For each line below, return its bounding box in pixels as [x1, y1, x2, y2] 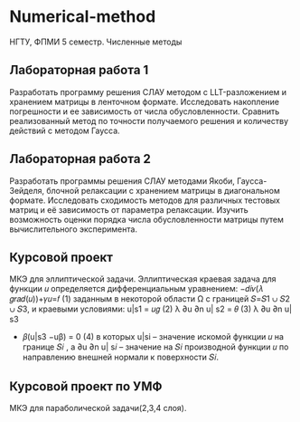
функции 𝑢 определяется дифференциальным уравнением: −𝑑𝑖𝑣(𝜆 [9, 283, 264, 294]
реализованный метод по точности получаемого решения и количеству [9, 115, 289, 126]
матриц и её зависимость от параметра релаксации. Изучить [9, 204, 248, 215]
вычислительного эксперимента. [9, 224, 138, 235]
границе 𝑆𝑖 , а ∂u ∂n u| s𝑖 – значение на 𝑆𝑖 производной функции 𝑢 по [22, 341, 289, 352]
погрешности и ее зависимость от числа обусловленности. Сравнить [9, 106, 280, 117]
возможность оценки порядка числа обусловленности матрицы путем [9, 214, 285, 225]
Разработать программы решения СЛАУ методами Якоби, [9, 175, 235, 187]
